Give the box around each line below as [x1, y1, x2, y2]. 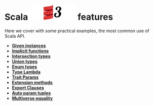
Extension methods [11, 79, 53, 85]
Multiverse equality [11, 95, 53, 101]
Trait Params [11, 74, 39, 80]
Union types [11, 58, 38, 64]
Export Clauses [11, 85, 44, 91]
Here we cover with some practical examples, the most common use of [4, 28, 150, 34]
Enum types [11, 63, 38, 69]
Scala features [4, 11, 113, 23]
